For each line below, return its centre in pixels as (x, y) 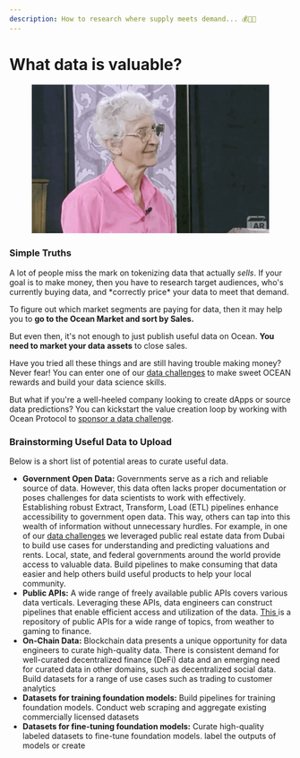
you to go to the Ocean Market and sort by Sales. (102, 318)
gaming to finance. (57, 632)
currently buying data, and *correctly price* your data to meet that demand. (149, 292)
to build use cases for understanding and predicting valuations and (146, 545)
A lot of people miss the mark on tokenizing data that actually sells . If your (146, 273)
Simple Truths (40, 253)
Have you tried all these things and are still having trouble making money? (146, 362)
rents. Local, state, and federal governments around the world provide (151, 555)
